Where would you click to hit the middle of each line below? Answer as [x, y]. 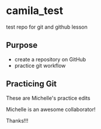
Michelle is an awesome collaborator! [51, 109]
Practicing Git [32, 84]
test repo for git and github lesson [47, 27]
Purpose [22, 45]
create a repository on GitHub [50, 59]
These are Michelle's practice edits [48, 98]
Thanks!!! [17, 120]
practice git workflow [40, 65]
